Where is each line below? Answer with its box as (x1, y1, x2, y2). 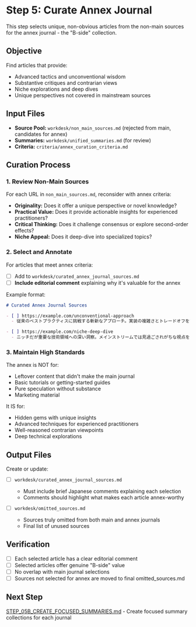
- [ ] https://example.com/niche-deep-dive (6, 329, 114, 335)
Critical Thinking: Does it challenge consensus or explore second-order (14, 221, 188, 228)
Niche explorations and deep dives (14, 86, 99, 93)
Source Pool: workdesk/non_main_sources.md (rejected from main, (14, 124, 171, 131)
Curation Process (6, 159, 71, 170)
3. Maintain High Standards (6, 348, 85, 356)
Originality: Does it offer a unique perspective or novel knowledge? (14, 202, 177, 209)
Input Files (6, 109, 45, 119)
